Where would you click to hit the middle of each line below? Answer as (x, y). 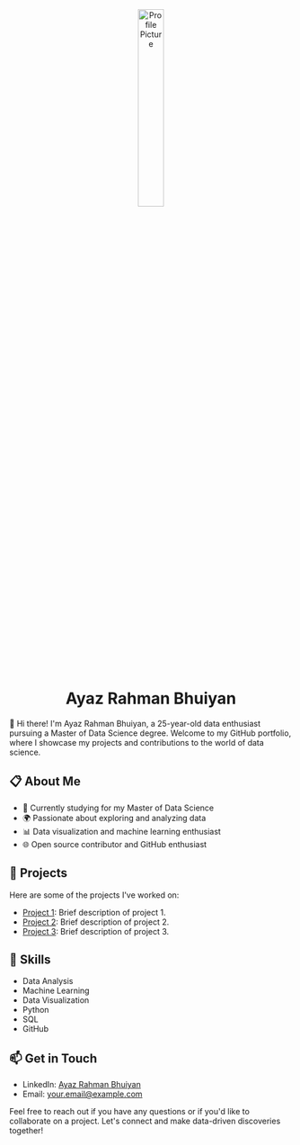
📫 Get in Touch (53, 1058)
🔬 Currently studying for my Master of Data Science (118, 808)
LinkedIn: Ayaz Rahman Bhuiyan (81, 1085)
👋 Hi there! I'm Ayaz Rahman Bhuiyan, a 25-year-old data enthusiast (135, 723)
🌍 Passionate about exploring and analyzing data (114, 818)
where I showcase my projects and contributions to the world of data (137, 742)
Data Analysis (48, 981)
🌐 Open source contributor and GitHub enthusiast (115, 844)
